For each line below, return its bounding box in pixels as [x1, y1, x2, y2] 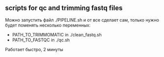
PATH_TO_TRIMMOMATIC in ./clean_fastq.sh [12, 31, 102, 37]
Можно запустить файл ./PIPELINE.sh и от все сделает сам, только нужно [5, 17, 159, 23]
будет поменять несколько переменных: [5, 22, 91, 28]
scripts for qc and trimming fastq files [5, 4, 123, 12]
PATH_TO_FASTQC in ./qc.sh [12, 37, 70, 43]
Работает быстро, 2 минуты [5, 46, 64, 52]
